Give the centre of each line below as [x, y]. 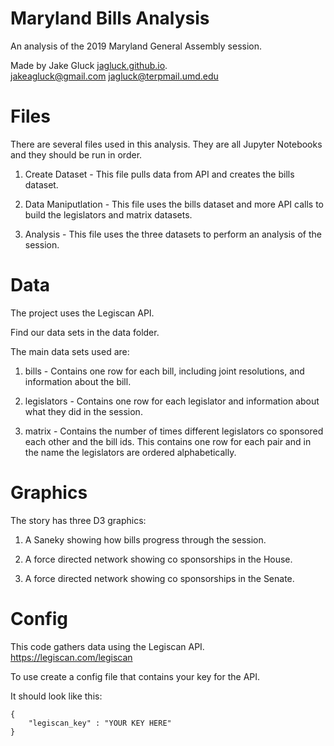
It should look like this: [56, 696]
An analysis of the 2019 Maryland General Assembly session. [136, 46]
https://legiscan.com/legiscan [71, 657]
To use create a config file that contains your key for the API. [135, 676]
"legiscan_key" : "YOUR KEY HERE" [100, 723]
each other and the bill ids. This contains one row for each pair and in [168, 441]
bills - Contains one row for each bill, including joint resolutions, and [164, 371]
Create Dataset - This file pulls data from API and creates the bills [159, 174]
